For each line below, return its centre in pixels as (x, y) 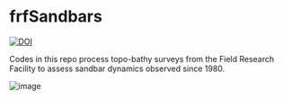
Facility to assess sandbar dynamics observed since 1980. (117, 68)
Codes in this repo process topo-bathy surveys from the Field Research (142, 59)
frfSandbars (56, 17)
